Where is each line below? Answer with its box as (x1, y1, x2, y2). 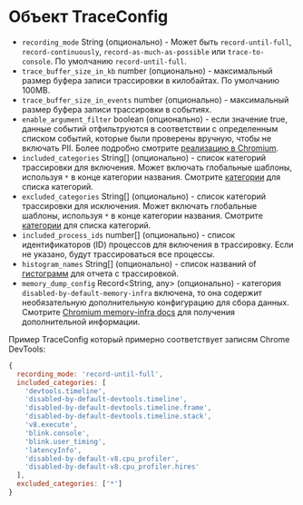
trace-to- (227, 47, 265, 56)
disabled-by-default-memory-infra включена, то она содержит (21, 287, 262, 298)
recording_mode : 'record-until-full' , (16, 370, 164, 379)
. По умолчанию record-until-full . (50, 55, 187, 66)
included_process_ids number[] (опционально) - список (21, 229, 236, 240)
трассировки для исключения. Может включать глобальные (21, 200, 258, 211)
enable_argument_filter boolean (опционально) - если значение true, (21, 114, 288, 124)
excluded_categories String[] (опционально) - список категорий (21, 191, 267, 202)
